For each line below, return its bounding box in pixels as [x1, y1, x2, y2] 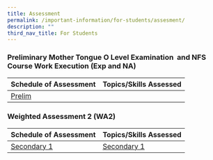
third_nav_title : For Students [7, 29, 98, 37]
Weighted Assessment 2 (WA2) [7, 112, 116, 122]
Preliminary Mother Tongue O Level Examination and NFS [7, 53, 207, 63]
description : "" [7, 23, 54, 30]
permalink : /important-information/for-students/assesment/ [7, 17, 186, 24]
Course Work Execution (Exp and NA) [7, 61, 136, 71]
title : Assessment [7, 10, 61, 17]
